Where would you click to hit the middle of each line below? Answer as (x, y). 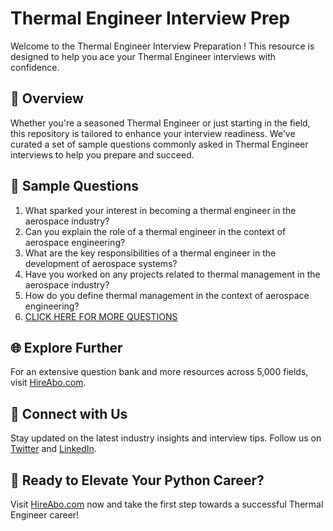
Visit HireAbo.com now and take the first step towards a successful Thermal (167, 504)
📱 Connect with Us (69, 413)
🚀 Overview (47, 98)
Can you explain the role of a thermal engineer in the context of (155, 231)
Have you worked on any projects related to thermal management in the (172, 274)
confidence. (35, 67)
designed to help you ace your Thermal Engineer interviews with (143, 56)
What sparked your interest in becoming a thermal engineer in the (160, 210)
